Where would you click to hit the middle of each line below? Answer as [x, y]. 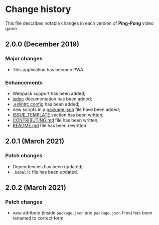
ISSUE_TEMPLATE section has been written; [58, 115]
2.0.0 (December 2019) [42, 44]
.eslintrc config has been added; [46, 104]
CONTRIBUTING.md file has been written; [55, 120]
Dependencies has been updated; [47, 166]
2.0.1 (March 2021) [35, 141]
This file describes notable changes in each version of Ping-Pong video [79, 23]
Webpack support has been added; [49, 93]
